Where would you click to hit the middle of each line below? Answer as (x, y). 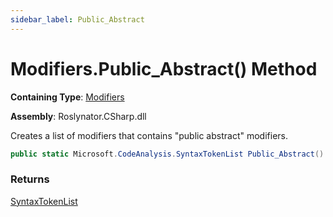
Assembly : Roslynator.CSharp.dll (78, 116)
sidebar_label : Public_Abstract (77, 19)
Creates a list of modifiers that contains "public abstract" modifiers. (149, 135)
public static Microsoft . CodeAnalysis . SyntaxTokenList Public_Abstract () (167, 154)
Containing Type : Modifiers (67, 97)
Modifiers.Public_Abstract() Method (164, 68)
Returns (30, 179)
